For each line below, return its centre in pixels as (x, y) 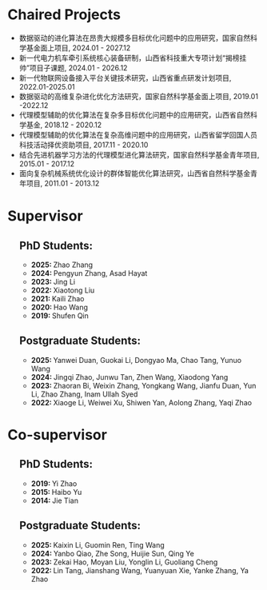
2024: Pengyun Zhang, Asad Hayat (89, 273)
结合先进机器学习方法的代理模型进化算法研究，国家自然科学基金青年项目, (139, 154)
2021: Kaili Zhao (58, 298)
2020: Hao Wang (60, 307)
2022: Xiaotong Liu (63, 290)
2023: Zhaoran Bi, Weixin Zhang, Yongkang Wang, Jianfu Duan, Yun (143, 385)
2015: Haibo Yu (56, 492)
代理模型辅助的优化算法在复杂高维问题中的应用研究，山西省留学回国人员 (138, 134)
